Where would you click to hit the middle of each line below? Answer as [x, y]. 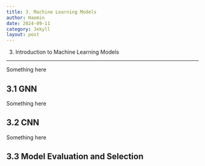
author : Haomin [26, 18]
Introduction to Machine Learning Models [67, 52]
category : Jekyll [28, 29]
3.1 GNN [22, 89]
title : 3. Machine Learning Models [52, 12]
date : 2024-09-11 [28, 23]
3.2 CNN [23, 123]
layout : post [23, 35]
